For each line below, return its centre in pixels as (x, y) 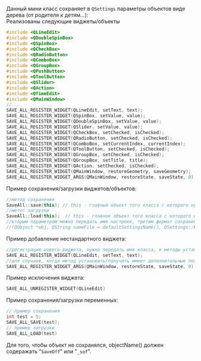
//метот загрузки (28, 211)
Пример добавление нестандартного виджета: (66, 238)
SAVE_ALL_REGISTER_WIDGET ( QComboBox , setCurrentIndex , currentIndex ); (96, 144)
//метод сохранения (31, 199)
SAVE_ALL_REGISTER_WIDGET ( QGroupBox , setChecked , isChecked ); (85, 155)
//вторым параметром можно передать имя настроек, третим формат (89, 222)
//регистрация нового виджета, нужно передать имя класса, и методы (93, 250)
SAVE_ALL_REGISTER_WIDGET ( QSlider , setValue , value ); (75, 127)
